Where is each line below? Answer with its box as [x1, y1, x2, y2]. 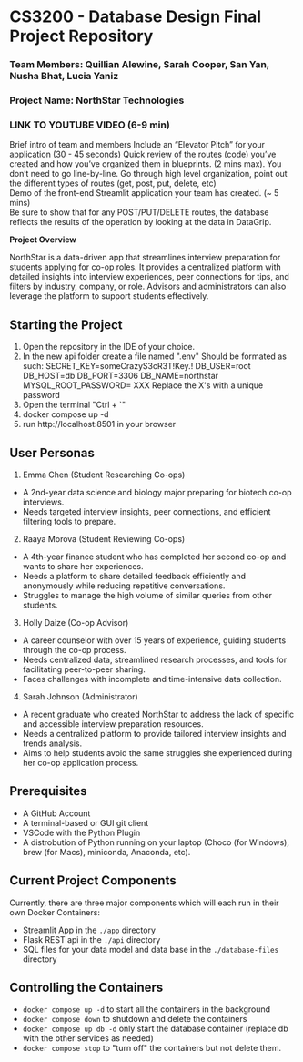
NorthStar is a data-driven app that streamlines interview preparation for [9, 252, 281, 263]
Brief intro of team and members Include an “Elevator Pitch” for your [9, 139, 266, 150]
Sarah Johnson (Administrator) [22, 690, 138, 702]
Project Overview [9, 234, 77, 245]
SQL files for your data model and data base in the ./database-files [22, 944, 279, 955]
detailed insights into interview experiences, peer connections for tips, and [9, 271, 289, 282]
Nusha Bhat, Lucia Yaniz [9, 70, 119, 83]
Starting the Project [9, 317, 123, 332]
